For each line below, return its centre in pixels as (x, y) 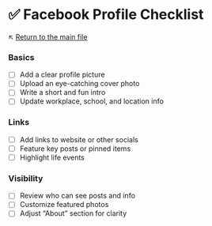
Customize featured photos (64, 205)
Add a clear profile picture (62, 75)
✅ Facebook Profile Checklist (106, 15)
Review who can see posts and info (78, 196)
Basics (21, 57)
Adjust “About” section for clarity (73, 213)
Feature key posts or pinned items (75, 149)
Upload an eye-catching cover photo (79, 84)
